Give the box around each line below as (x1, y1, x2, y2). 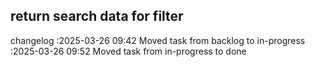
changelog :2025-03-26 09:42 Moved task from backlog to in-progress (10, 34, 306, 46)
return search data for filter (10, 8, 184, 25)
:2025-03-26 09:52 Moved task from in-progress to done (10, 45, 247, 57)
